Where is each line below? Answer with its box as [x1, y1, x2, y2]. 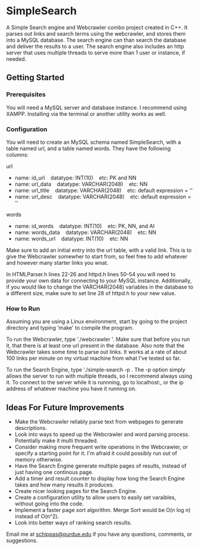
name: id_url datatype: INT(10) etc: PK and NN [14, 174, 137, 181]
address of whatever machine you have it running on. [6, 385, 137, 393]
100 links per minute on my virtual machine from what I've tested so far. [6, 355, 181, 362]
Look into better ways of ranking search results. [14, 519, 132, 526]
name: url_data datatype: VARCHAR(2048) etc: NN [14, 180, 148, 188]
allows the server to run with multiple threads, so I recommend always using [6, 372, 192, 380]
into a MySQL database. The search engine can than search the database [6, 36, 187, 43]
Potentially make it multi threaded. [14, 437, 99, 444]
